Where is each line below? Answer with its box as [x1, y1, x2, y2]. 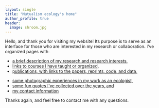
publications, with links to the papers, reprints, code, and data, [12, 68, 138, 74]
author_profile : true [5, 16, 49, 21]
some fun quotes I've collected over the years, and [12, 83, 114, 89]
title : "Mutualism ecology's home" [5, 12, 77, 16]
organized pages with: [5, 49, 50, 55]
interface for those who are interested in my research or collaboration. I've [5, 44, 154, 49]
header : [5, 20, 21, 26]
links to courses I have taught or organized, [12, 63, 99, 69]
